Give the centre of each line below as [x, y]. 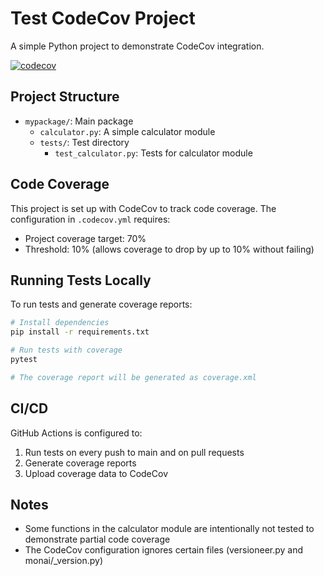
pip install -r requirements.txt [80, 332]
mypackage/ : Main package [79, 121]
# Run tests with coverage [66, 350]
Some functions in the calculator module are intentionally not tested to [169, 529]
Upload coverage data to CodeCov [96, 473]
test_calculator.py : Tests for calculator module [153, 153]
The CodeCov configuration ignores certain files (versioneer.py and [164, 550]
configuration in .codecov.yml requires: [90, 219]
